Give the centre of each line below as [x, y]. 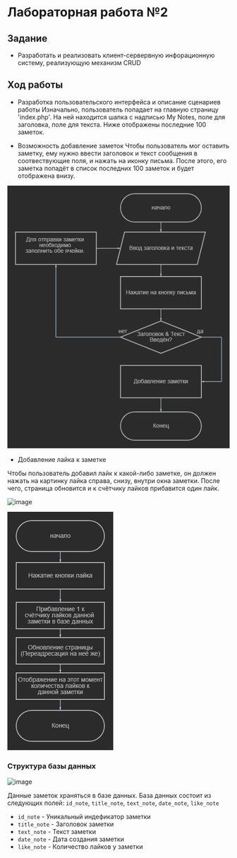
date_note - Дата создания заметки [71, 839]
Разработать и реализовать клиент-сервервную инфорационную [116, 55]
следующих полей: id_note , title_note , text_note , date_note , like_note [113, 803]
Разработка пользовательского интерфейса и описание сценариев [119, 102]
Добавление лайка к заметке [62, 460]
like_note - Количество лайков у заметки [80, 846]
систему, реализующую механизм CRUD [79, 63]
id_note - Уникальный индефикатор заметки [84, 816]
